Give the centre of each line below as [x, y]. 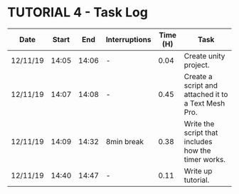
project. [197, 65]
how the [197, 150]
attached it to [206, 94]
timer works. [205, 159]
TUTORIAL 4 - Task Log [78, 12]
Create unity [205, 56]
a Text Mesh [205, 103]
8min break [125, 141]
